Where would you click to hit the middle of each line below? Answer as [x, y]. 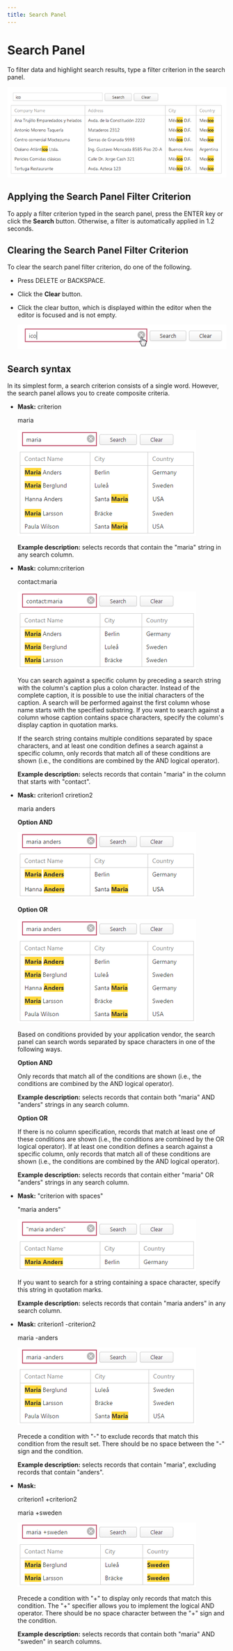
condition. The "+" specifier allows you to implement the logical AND [116, 1606]
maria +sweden [40, 1513]
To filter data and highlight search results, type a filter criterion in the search [116, 69]
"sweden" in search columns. [59, 1642]
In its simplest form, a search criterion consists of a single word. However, [113, 386]
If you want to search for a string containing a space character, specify [119, 1282]
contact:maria [37, 582]
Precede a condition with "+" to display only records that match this [114, 1599]
